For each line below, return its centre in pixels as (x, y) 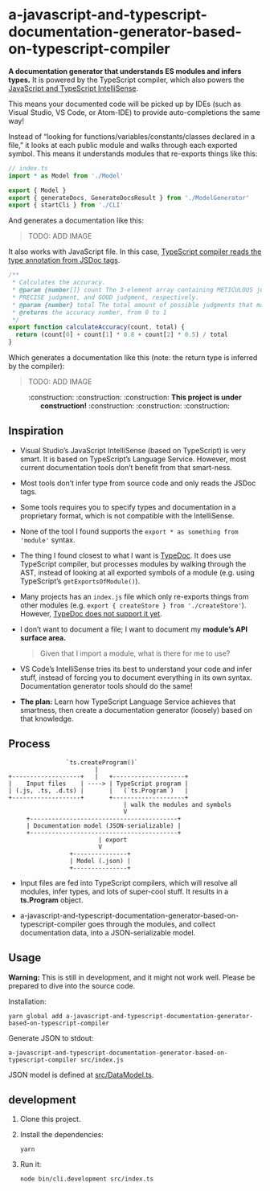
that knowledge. (47, 718)
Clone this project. (50, 1119)
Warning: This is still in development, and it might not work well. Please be (132, 977)
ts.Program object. (51, 900)
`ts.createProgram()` (102, 762)
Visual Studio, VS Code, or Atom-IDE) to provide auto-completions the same (135, 112)
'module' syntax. (47, 539)
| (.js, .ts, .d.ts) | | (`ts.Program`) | (98, 790)
